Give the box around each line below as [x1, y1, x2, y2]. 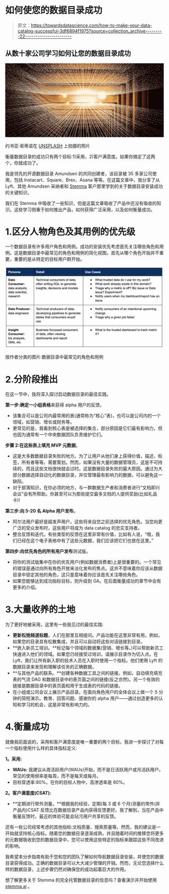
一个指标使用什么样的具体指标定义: [5, 745, 77, 751]
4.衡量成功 [5, 721, 49, 732]
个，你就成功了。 [5, 160, 41, 166]
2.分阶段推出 [5, 374, 58, 385]
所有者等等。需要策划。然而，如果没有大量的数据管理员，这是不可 [21, 459, 158, 465]
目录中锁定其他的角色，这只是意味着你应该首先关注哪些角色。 [12, 571, 141, 578]
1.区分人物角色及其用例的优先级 [5, 226, 136, 237]
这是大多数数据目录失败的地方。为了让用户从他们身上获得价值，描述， [12, 453, 158, 459]
